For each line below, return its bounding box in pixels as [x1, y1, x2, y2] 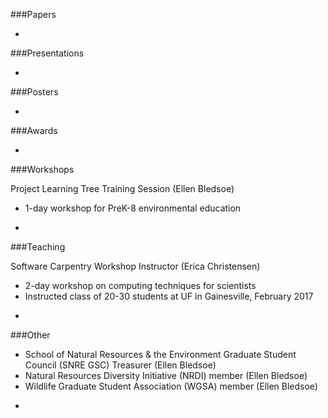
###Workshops [10, 164, 75, 175]
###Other [10, 329, 51, 341]
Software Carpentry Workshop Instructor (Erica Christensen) [10, 260, 261, 272]
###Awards [10, 125, 58, 136]
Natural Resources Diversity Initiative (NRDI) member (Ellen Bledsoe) [24, 370, 308, 381]
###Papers [10, 9, 57, 20]
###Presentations [10, 47, 85, 59]
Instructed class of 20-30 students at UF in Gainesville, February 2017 [24, 290, 314, 302]
